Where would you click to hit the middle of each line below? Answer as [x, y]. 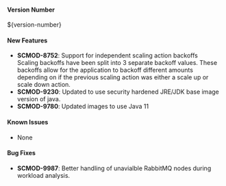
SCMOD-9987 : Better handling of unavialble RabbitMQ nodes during [114, 168]
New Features [27, 40]
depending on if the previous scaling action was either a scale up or [113, 77]
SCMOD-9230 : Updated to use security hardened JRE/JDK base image [118, 92]
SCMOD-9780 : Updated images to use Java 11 [83, 107]
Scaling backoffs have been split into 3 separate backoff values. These [117, 63]
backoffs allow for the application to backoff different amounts [105, 70]
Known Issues [28, 122]
